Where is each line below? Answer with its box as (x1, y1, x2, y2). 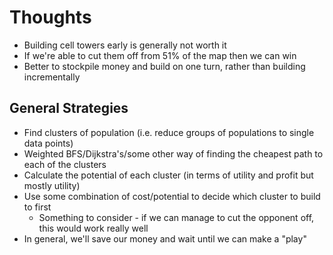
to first (23, 201, 52, 213)
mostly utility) (23, 179, 81, 191)
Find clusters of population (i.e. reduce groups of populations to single (23, 126, 315, 138)
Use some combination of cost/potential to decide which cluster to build (23, 190, 321, 202)
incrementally (23, 71, 81, 83)
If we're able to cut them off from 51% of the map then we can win (23, 49, 297, 61)
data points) (23, 137, 74, 149)
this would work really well (38, 222, 149, 234)
